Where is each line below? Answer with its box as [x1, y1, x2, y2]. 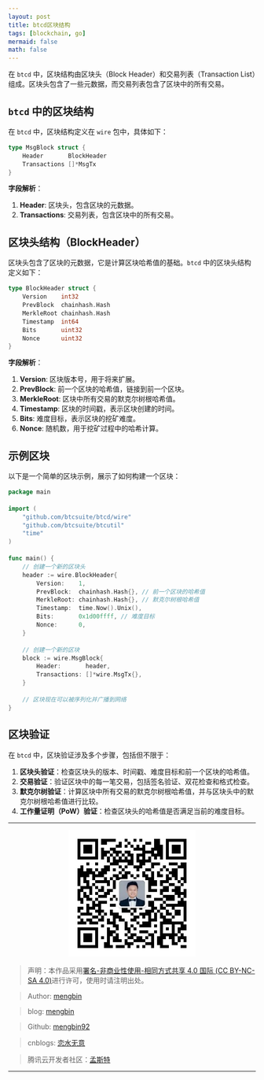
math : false [8, 46, 47, 54]
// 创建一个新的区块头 [22, 563, 86, 571]
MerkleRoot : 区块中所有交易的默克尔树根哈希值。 [19, 394, 180, 404]
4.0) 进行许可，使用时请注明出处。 [38, 975, 148, 985]
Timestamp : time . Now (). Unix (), [36, 605, 143, 612]
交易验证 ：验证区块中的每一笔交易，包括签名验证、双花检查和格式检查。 [19, 776, 254, 786]
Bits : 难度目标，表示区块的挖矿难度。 [19, 414, 140, 423]
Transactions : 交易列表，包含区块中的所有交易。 [19, 210, 178, 220]
